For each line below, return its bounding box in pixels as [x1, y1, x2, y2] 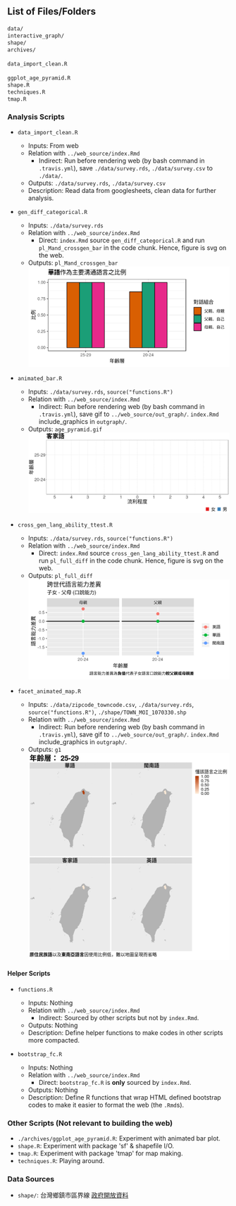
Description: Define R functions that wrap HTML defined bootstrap [27, 1093, 222, 1101]
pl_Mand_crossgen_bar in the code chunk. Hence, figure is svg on [38, 244, 227, 252]
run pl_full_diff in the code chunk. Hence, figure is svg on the [38, 556, 224, 565]
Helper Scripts [7, 969, 51, 978]
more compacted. [27, 1036, 80, 1044]
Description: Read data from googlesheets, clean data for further [27, 187, 216, 195]
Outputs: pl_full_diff [27, 571, 93, 579]
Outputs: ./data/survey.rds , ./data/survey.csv [27, 179, 166, 187]
